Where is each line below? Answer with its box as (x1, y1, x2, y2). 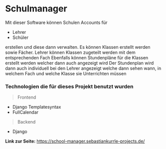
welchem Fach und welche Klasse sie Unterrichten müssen (5, 70, 127, 76)
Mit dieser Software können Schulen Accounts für (5, 19, 108, 25)
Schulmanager (5, 3, 67, 14)
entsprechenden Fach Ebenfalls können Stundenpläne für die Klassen (5, 54, 149, 60)
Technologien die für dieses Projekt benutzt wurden (5, 83, 134, 90)
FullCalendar (12, 109, 39, 115)
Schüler (12, 34, 29, 40)
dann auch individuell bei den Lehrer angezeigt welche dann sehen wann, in (5, 65, 162, 71)
